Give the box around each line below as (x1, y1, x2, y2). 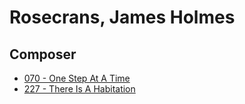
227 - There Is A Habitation (23, 83, 136, 95)
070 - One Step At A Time (23, 72, 131, 84)
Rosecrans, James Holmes (9, 6, 236, 29)
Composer (9, 46, 77, 63)
